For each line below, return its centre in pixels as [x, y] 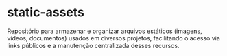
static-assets [46, 12]
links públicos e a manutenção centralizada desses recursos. [93, 45]
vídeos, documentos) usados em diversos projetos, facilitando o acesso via [114, 38]
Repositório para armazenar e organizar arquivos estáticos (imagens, [105, 31]
